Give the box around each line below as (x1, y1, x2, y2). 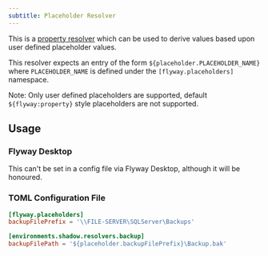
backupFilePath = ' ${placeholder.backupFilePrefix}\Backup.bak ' (8, 240, 227, 248)
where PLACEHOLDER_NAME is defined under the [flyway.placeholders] (8, 66, 234, 76)
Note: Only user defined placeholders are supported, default (8, 90, 208, 100)
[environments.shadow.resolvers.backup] (8, 233, 146, 241)
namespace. (8, 74, 50, 84)
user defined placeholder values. (8, 42, 118, 52)
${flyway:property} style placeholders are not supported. (8, 98, 198, 108)
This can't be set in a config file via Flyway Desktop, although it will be (8, 164, 241, 174)
